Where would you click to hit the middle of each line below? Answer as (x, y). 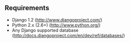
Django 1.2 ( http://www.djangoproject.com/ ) (57, 20)
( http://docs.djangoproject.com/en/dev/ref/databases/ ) (68, 35)
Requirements (27, 8)
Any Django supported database (45, 30)
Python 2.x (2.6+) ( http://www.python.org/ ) (56, 25)
